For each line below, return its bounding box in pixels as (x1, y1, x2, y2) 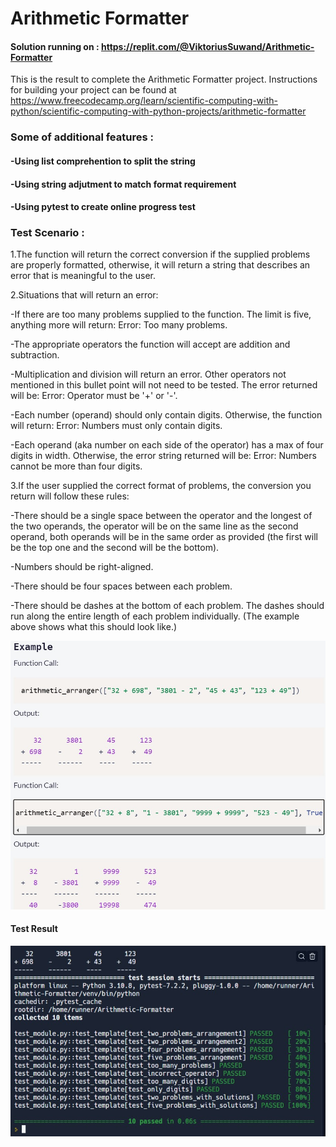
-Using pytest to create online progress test (10, 201, 196, 213)
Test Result (10, 923, 58, 935)
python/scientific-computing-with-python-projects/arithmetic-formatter (10, 105, 307, 117)
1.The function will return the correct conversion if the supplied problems (10, 248, 311, 261)
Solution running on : (10, 40, 100, 52)
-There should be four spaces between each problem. (10, 580, 233, 592)
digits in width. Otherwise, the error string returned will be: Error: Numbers (10, 450, 317, 462)
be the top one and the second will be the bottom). (10, 542, 220, 554)
